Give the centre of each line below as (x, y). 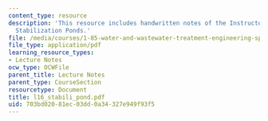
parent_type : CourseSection (55, 82)
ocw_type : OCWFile (39, 68)
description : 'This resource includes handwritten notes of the (117, 23)
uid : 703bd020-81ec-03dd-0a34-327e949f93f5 (82, 104)
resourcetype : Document (48, 90)
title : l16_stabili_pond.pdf (57, 97)
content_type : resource (48, 16)
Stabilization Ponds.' (53, 30)
